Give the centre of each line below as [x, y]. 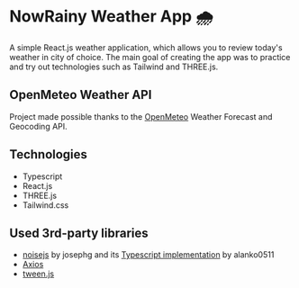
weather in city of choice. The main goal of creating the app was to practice [150, 57]
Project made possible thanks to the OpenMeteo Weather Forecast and [141, 116]
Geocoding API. [38, 126]
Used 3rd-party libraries [79, 233]
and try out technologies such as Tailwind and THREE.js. [114, 67]
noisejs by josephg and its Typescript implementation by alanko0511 [148, 255]
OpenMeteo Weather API [81, 95]
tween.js [38, 274]
